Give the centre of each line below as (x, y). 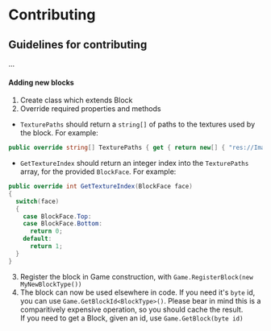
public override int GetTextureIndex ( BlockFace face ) (101, 187)
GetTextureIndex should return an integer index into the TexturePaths (134, 163)
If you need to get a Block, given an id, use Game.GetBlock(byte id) (131, 318)
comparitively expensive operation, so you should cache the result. (131, 309)
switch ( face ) (38, 201)
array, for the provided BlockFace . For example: (98, 172)
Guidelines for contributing (78, 45)
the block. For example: (59, 133)
